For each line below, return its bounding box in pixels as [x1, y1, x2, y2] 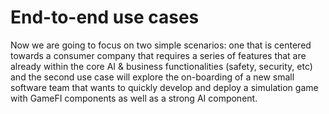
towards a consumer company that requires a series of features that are [10, 49, 307, 61]
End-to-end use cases [10, 6, 200, 29]
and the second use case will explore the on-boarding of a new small [10, 71, 295, 83]
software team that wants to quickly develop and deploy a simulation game [10, 81, 319, 93]
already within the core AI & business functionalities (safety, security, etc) [10, 60, 313, 72]
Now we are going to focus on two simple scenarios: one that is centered [10, 39, 312, 51]
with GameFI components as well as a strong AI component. [10, 92, 258, 104]
